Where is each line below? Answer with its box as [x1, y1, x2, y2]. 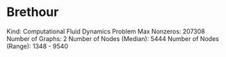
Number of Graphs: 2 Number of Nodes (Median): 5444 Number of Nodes [6, 34, 220, 42]
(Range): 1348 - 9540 [6, 42, 69, 50]
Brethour [6, 4, 59, 20]
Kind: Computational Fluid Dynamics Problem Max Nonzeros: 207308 [6, 27, 206, 35]
